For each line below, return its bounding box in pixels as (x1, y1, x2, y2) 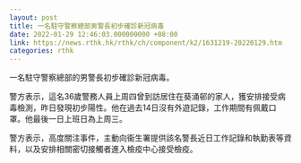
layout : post (9, 13, 58, 22)
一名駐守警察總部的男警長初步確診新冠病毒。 (9, 73, 175, 83)
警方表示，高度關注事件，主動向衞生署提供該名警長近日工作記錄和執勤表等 (9, 133, 284, 143)
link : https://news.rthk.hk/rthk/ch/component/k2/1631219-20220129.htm (9, 38, 282, 47)
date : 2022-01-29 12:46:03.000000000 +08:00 (9, 30, 178, 39)
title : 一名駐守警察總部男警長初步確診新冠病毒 (9, 21, 165, 30)
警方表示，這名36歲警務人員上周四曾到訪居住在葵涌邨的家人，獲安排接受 (9, 91, 279, 102)
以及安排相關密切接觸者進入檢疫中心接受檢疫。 (24, 144, 198, 155)
